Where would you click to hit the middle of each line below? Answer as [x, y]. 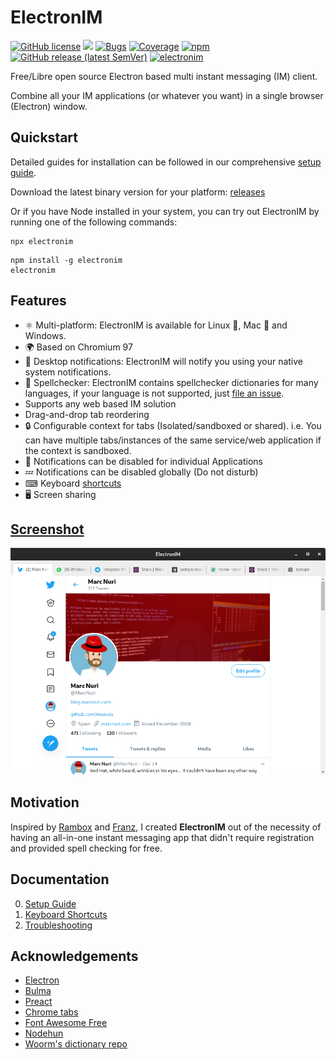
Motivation [45, 802]
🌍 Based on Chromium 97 [78, 347]
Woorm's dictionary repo [76, 1044]
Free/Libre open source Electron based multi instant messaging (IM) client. [164, 76]
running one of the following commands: [94, 222]
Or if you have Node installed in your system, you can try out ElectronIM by [165, 211]
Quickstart [44, 137]
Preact [38, 1002]
